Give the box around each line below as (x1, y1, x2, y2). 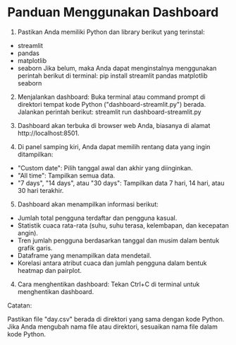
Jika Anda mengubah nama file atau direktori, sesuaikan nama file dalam (7, 322, 218, 331)
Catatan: (7, 301, 32, 310)
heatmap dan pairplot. (17, 266, 82, 274)
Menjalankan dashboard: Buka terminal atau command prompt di (17, 93, 206, 101)
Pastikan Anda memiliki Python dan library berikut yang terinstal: (17, 28, 206, 36)
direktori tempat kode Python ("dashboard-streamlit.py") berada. (17, 100, 206, 108)
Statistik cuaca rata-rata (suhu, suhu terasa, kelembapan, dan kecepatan (17, 221, 229, 230)
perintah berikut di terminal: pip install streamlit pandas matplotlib (17, 71, 208, 80)
